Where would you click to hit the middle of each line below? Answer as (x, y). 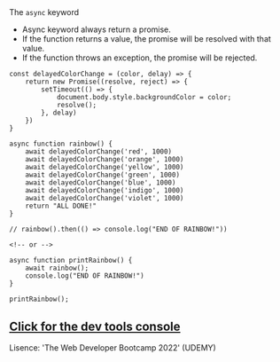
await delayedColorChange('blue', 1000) (101, 183)
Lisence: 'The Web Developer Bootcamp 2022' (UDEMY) (113, 348)
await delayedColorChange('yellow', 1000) (105, 168)
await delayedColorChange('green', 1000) (102, 175)
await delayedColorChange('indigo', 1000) (105, 191)
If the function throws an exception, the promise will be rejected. (140, 58)
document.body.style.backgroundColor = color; (144, 98)
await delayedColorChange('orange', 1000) (105, 160)
